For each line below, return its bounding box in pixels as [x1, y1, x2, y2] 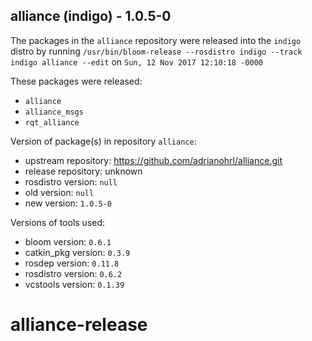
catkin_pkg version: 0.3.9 [24, 246, 131, 258]
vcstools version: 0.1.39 [24, 278, 125, 290]
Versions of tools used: [10, 216, 106, 228]
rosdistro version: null [24, 175, 118, 188]
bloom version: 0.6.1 [24, 235, 112, 248]
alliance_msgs [24, 107, 84, 117]
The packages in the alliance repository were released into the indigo [10, 34, 302, 46]
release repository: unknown [24, 165, 143, 177]
